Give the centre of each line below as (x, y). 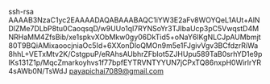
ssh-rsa (21, 12)
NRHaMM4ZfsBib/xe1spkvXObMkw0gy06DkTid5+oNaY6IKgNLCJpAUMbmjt (135, 37)
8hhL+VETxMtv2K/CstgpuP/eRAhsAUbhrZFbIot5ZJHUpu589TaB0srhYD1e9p (135, 54)
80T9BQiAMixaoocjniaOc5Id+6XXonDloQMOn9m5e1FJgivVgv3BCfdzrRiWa (133, 46)
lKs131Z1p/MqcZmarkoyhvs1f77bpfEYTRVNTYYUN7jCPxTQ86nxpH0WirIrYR (135, 62)
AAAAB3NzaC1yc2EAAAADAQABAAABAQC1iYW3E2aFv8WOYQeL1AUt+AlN (134, 20)
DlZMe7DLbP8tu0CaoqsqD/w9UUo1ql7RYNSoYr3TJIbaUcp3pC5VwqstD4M (134, 28)
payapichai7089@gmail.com (116, 71)
